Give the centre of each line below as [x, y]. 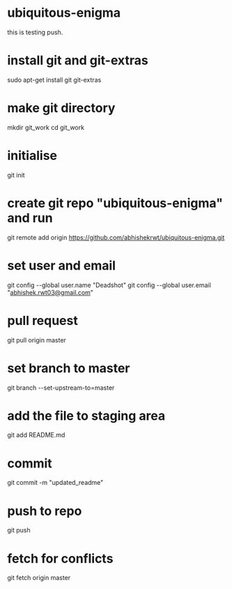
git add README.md [36, 435]
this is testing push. [35, 32]
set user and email [62, 265]
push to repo [45, 511]
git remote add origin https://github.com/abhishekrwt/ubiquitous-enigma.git [116, 237]
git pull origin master [37, 340]
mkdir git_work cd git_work [46, 127]
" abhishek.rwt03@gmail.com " [51, 292]
